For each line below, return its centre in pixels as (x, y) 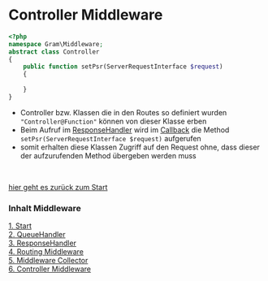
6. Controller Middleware (50, 269)
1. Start (20, 226)
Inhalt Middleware (45, 208)
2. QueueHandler (37, 235)
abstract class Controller (54, 52)
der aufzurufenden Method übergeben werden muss (108, 155)
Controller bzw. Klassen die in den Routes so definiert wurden (123, 112)
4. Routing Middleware (46, 252)
